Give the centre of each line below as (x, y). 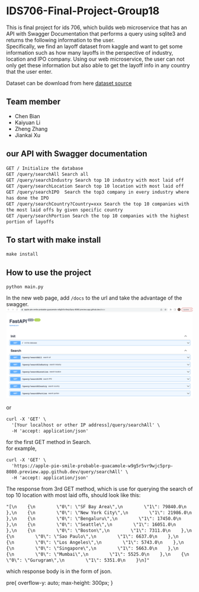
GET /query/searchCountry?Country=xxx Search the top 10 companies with (98, 204)
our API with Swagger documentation (77, 154)
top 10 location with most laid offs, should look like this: (73, 495)
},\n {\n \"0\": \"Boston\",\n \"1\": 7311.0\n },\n (99, 531)
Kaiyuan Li (27, 122)
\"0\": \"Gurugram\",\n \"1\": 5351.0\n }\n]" (78, 560)
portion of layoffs (30, 222)
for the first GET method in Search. (49, 442)
